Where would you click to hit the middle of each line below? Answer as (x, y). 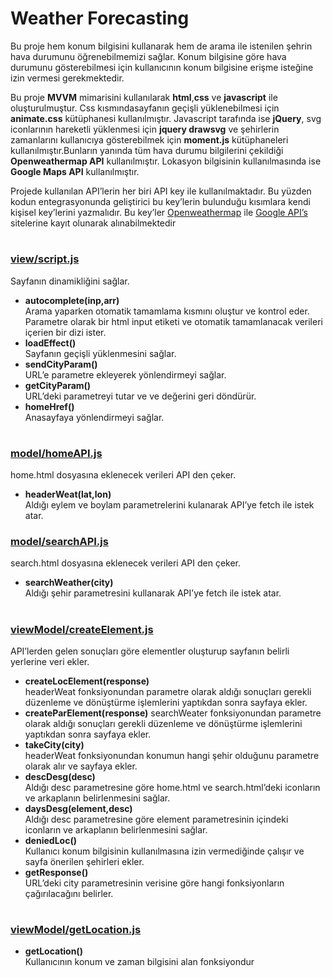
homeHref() (49, 406)
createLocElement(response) (87, 681)
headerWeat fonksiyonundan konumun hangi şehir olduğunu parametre (172, 755)
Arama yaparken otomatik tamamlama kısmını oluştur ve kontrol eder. (167, 311)
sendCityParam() (61, 364)
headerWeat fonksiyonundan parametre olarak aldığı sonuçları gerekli (168, 691)
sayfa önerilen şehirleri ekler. (84, 861)
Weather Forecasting (100, 18)
